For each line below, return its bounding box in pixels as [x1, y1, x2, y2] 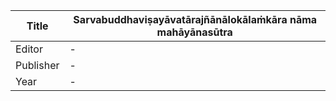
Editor [15, 42, 43, 56]
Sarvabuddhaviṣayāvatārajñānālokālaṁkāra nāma [73, 13, 318, 26]
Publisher [15, 59, 60, 72]
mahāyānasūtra [156, 25, 233, 39]
